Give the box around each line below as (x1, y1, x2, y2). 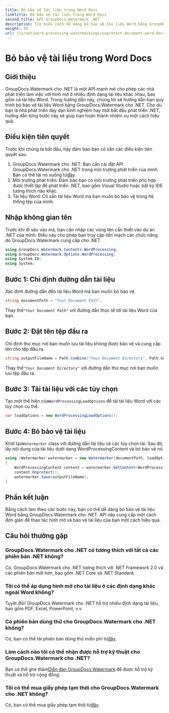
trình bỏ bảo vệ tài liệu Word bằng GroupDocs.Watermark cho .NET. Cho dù (5, 102, 162, 108)
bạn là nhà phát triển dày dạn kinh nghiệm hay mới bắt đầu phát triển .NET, (5, 107, 160, 113)
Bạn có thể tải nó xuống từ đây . (12, 172, 76, 178)
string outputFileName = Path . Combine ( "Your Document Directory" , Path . (5, 356, 161, 361)
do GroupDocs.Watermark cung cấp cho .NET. (5, 237, 102, 243)
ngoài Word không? (5, 589, 54, 596)
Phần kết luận (5, 493, 49, 501)
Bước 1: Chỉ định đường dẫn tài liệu (5, 275, 116, 284)
